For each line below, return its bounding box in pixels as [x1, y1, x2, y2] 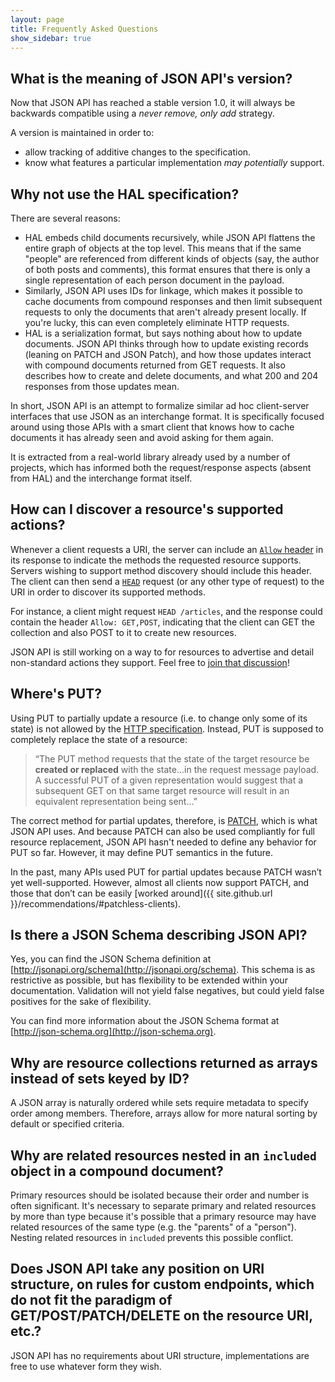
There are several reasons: [10, 212, 121, 224]
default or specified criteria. [10, 1118, 125, 1130]
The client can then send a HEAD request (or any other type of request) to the [10, 575, 325, 587]
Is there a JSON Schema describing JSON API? [10, 927, 308, 944]
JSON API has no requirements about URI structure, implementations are [10, 1349, 310, 1361]
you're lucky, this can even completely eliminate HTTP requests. [24, 317, 290, 328]
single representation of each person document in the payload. [24, 274, 285, 286]
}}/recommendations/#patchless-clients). [10, 897, 182, 910]
